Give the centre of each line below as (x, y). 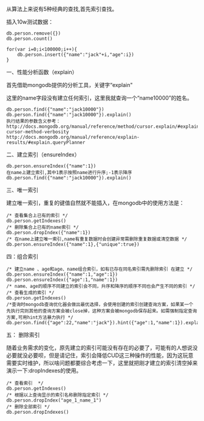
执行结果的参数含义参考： (33, 121)
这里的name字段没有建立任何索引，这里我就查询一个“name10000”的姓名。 (99, 98)
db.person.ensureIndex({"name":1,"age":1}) (62, 274)
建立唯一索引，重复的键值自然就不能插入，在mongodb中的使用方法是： (96, 203)
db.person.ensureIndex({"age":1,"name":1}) (62, 280)
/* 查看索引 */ (25, 383)
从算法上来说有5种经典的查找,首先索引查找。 (62, 9)
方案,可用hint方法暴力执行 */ (40, 318)
